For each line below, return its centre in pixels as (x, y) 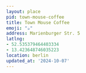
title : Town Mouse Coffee (38, 22)
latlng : (16, 39)
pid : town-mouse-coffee (35, 17)
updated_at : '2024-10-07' (38, 61)
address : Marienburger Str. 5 (43, 34)
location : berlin (27, 55)
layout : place (24, 11)
